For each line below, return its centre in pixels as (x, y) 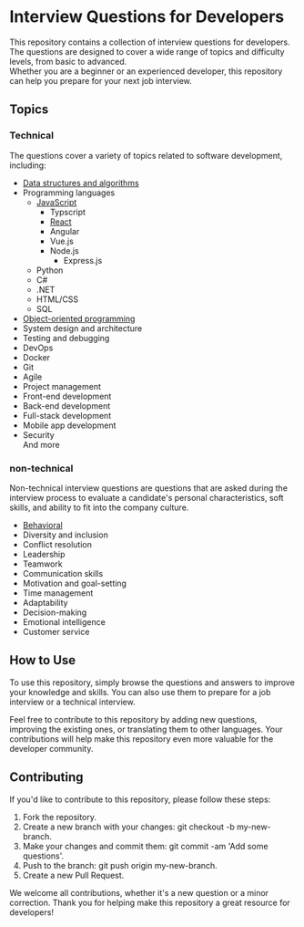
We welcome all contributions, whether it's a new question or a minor (139, 892)
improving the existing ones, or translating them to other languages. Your (146, 729)
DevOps (38, 348)
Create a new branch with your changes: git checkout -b (128, 827)
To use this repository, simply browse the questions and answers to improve (152, 682)
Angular (65, 231)
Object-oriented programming (79, 318)
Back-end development (66, 406)
